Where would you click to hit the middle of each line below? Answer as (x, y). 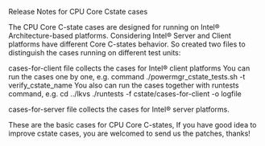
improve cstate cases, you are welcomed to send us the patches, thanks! (130, 133)
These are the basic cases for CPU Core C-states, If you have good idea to (132, 125)
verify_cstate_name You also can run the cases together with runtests (124, 85)
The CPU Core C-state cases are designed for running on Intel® (114, 27)
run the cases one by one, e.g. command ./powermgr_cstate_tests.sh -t (127, 77)
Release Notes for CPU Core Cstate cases (78, 12)
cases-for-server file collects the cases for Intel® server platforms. (119, 109)
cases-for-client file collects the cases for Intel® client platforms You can (129, 68)
